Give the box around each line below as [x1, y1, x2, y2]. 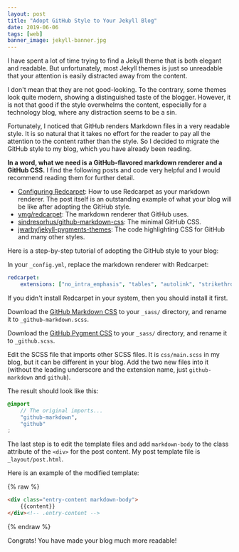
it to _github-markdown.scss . [7, 315, 90, 323]
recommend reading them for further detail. [7, 174, 135, 182]
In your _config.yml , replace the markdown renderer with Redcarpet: [7, 261, 209, 269]
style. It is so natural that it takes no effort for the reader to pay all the [7, 130, 211, 138]
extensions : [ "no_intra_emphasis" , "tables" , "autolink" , [20, 281, 196, 288]
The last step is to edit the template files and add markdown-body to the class [7, 439, 229, 449]
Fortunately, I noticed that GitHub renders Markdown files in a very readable [7, 122, 230, 130]
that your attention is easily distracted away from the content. [7, 72, 188, 80]
